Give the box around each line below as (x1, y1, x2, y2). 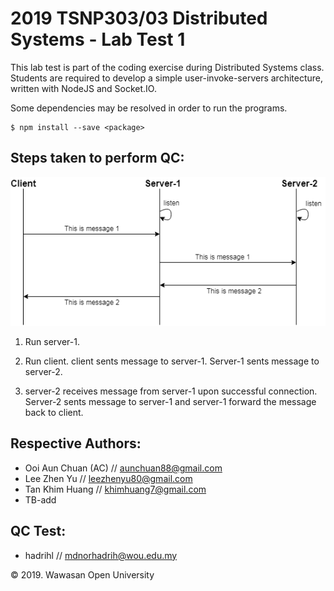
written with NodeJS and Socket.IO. (10, 82, 157, 94)
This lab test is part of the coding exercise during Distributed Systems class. (10, 61, 325, 73)
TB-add (24, 493, 57, 506)
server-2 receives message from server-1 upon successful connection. (24, 385, 318, 397)
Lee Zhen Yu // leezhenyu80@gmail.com (24, 472, 193, 484)
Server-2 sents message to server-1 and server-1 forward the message (24, 396, 317, 408)
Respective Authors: (10, 435, 142, 452)
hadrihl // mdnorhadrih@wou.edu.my (24, 549, 178, 561)
